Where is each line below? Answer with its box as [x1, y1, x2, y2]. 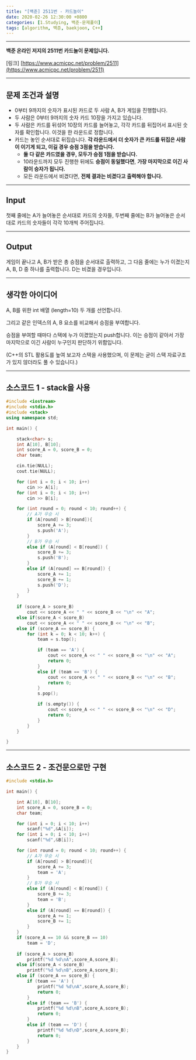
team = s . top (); [37, 637, 77, 642]
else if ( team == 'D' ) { [27, 1022, 87, 1028]
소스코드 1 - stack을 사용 [6, 382, 90, 392]
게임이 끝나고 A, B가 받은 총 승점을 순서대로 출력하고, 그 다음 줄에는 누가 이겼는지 [6, 258, 190, 265]
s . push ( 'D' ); [37, 582, 69, 588]
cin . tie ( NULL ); [16, 463, 54, 469]
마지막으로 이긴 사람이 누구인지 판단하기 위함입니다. [6, 338, 123, 346]
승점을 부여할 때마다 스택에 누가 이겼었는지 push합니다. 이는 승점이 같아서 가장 [6, 331, 185, 338]
